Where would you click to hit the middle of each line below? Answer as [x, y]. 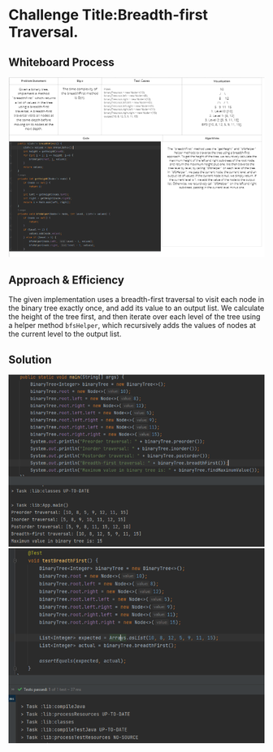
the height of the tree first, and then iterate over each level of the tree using [134, 317]
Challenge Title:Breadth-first [108, 15]
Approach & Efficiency [66, 280]
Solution [30, 359]
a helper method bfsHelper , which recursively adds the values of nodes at [132, 326]
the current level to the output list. [65, 334]
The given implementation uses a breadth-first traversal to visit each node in [136, 300]
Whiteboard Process [62, 62]
